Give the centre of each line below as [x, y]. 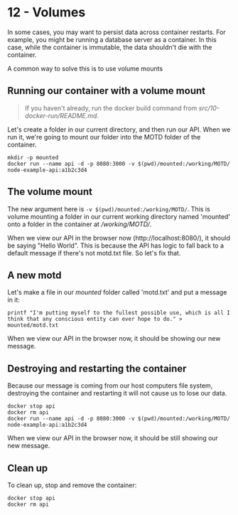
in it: [13, 300]
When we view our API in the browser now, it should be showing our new [114, 339]
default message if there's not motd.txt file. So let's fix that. [94, 253]
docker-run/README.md [61, 115]
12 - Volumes [47, 12]
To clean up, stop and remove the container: [72, 485]
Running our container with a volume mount [107, 91]
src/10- [209, 108]
